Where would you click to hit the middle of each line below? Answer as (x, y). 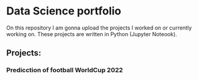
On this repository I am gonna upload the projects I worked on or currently (99, 28)
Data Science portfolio (64, 11)
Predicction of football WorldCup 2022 (65, 70)
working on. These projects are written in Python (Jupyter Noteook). (92, 34)
